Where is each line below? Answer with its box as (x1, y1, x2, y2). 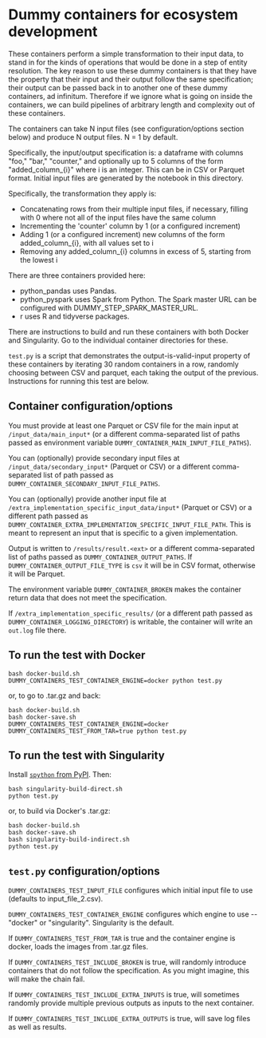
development (8, 22, 98, 41)
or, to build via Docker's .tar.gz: (8, 806, 111, 816)
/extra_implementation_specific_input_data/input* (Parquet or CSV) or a (8, 502, 252, 512)
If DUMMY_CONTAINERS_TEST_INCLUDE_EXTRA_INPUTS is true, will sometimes (8, 990, 241, 1000)
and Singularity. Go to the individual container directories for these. (8, 335, 229, 345)
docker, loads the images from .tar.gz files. (8, 942, 149, 952)
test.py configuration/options (8, 864, 161, 878)
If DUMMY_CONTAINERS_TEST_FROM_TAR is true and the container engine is (8, 933, 236, 943)
